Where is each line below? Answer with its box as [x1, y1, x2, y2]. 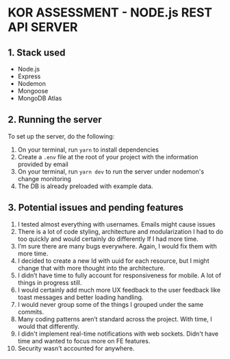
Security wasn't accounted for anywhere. [17, 344, 135, 352]
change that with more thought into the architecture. [17, 264, 166, 272]
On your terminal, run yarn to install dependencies [17, 146, 159, 154]
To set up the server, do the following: [8, 132, 115, 140]
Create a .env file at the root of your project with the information [17, 152, 199, 161]
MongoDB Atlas [17, 94, 62, 102]
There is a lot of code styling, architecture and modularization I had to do [17, 227, 224, 235]
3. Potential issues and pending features [8, 202, 184, 213]
